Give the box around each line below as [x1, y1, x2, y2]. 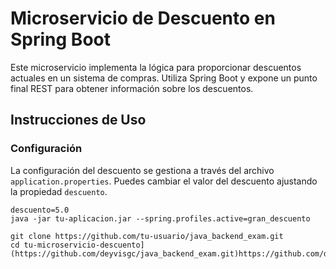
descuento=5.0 [10, 205, 70, 215]
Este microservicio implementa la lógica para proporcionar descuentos [10, 61, 302, 73]
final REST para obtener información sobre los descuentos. [10, 82, 254, 94]
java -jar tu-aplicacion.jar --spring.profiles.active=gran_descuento [10, 213, 311, 224]
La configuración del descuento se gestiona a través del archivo [10, 164, 275, 176]
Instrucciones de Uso [10, 112, 147, 129]
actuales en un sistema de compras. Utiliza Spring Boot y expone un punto [10, 72, 318, 84]
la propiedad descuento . [10, 185, 108, 197]
